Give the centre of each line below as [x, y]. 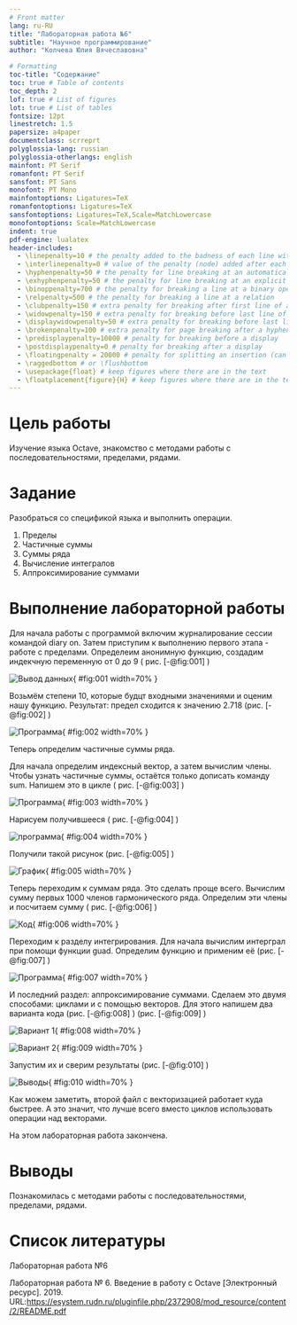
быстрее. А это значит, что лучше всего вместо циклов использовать [141, 1109]
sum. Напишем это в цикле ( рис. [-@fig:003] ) [97, 785]
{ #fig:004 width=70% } [104, 837]
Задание [43, 494]
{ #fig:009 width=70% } [99, 1048]
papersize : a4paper [45, 133]
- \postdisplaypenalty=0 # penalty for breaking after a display [140, 347]
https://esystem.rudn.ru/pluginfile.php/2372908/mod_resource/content [156, 1301]
